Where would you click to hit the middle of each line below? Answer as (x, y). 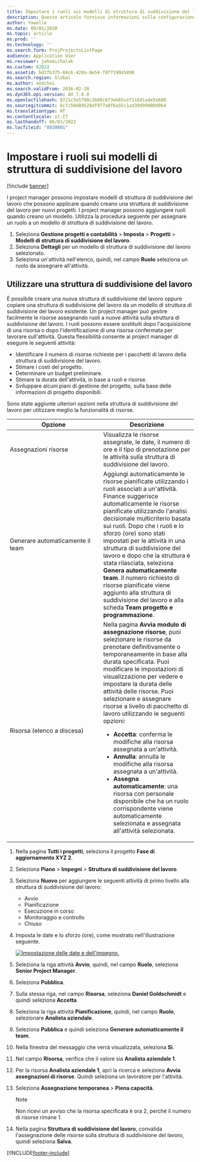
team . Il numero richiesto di (142, 577)
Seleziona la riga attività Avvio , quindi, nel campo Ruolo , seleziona (97, 964)
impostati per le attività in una (145, 541)
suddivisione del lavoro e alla (144, 600)
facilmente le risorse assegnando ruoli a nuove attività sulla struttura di (93, 318)
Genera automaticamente (140, 570)
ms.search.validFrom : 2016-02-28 (48, 89)
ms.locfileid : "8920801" (37, 128)
